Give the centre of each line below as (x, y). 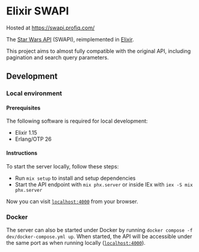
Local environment (34, 93)
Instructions (22, 153)
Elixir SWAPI (38, 11)
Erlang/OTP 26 (33, 139)
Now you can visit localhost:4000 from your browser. (72, 201)
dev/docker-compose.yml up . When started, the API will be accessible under (99, 236)
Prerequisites (23, 108)
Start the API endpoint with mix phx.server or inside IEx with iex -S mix (104, 184)
